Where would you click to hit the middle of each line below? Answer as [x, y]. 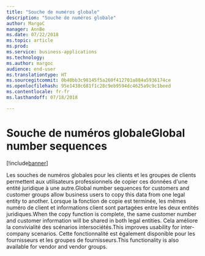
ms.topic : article [30, 40]
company [18, 233]
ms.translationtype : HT [37, 75]
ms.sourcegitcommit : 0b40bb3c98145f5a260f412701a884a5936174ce [89, 80]
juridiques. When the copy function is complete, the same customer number [102, 214]
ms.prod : [17, 47]
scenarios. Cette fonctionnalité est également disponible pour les [114, 233]
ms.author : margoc [30, 63]
